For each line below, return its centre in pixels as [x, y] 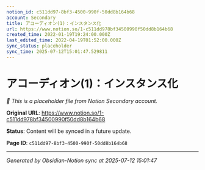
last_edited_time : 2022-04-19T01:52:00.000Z [64, 40]
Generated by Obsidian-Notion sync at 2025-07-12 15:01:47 [82, 160]
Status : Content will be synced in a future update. [69, 131]
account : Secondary [31, 18]
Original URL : [23, 113]
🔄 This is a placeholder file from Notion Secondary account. [82, 101]
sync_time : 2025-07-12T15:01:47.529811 [57, 52]
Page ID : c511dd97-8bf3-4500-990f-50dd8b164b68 [67, 143]
